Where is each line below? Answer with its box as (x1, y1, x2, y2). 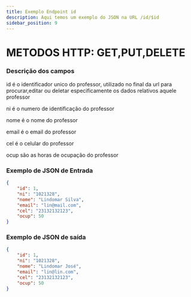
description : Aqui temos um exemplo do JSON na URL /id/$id (6, 14, 160, 20)
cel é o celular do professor (6, 140, 74, 147)
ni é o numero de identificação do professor (6, 105, 115, 112)
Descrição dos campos (6, 67, 75, 75)
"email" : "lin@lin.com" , (17, 269, 79, 275)
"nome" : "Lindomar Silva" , (17, 196, 84, 202)
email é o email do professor (6, 128, 77, 135)
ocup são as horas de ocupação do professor (6, 151, 119, 159)
